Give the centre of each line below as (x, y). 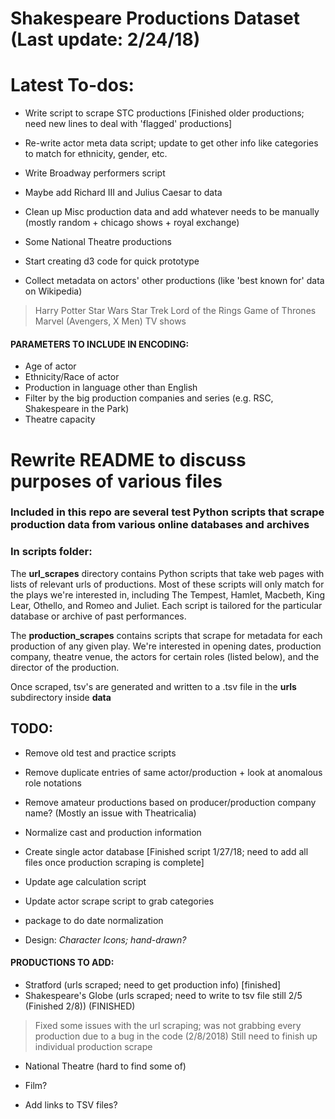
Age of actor (50, 366)
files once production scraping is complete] (114, 862)
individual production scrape (93, 1046)
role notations (53, 783)
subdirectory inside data (61, 697)
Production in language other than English (111, 388)
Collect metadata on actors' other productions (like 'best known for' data (174, 281)
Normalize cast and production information (113, 832)
